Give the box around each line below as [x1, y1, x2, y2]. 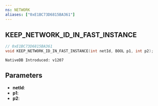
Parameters [5, 71, 43, 80]
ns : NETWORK [5, 7, 30, 13]
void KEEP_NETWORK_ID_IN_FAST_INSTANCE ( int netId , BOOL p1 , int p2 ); [5, 49, 154, 54]
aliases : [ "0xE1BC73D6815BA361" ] [5, 12, 75, 17]
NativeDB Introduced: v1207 [5, 58, 64, 63]
